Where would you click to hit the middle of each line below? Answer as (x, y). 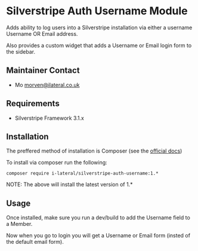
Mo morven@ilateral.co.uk (47, 85)
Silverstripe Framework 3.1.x (49, 118)
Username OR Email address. (42, 33)
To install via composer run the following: (57, 163)
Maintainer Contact (43, 71)
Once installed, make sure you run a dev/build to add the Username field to (98, 218)
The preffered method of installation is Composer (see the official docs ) (94, 151)
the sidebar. (21, 51)
